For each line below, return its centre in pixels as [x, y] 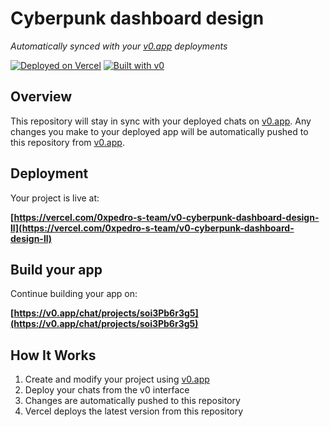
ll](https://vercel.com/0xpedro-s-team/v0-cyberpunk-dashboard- [152, 228]
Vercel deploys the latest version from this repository [134, 411]
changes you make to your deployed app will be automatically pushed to [159, 131]
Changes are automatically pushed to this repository [132, 401]
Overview [41, 97]
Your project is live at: [55, 198]
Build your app [56, 269]
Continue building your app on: [74, 294]
